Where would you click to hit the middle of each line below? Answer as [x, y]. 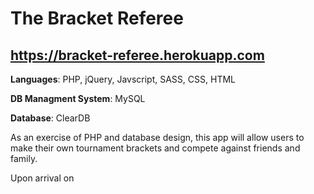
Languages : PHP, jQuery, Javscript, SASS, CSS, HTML [123, 79]
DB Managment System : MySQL [78, 98]
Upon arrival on [42, 178]
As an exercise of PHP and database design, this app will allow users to [157, 137]
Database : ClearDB [50, 118]
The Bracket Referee [97, 18]
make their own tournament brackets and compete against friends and [155, 148]
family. [24, 158]
